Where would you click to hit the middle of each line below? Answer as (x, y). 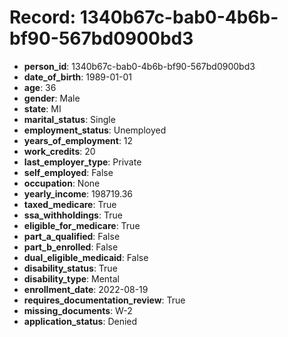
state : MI (42, 108)
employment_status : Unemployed (95, 130)
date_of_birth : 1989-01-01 (77, 77)
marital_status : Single (69, 119)
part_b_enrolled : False (71, 247)
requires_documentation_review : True (104, 300)
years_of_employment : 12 (78, 140)
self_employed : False (68, 172)
